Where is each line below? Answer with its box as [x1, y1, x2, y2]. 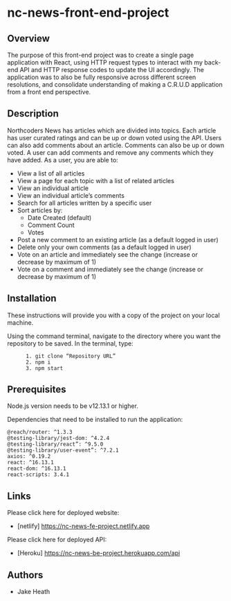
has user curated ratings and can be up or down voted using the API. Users [7, 133, 222, 142]
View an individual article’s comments [17, 191, 124, 199]
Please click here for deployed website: [7, 509, 120, 517]
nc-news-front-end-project [7, 5, 169, 21]
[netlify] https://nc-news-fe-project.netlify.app [17, 522, 150, 530]
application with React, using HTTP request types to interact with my [7, 58, 203, 67]
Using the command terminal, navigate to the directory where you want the [7, 332, 221, 340]
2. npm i [25, 359, 51, 366]
